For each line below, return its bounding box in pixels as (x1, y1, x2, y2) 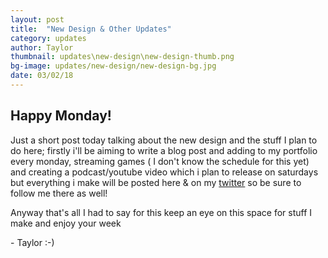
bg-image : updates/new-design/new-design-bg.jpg (10, 61, 217, 71)
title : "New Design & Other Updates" (10, 24, 172, 34)
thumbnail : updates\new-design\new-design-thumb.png (10, 52, 235, 62)
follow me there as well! (10, 187, 108, 199)
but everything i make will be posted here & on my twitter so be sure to (10, 176, 302, 188)
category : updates (10, 33, 87, 43)
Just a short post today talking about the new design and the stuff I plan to (10, 134, 318, 146)
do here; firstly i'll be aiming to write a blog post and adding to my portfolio (10, 144, 318, 156)
